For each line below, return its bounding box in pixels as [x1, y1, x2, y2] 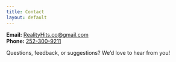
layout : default [6, 14, 47, 20]
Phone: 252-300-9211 [6, 37, 61, 45]
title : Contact [6, 8, 45, 15]
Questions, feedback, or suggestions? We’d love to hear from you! [6, 49, 171, 56]
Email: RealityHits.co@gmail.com [6, 31, 89, 38]
